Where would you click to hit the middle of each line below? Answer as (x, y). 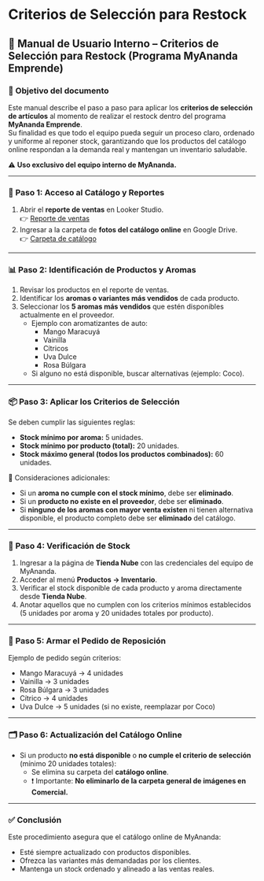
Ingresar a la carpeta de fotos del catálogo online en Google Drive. (128, 230)
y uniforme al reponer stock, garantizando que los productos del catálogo (127, 141)
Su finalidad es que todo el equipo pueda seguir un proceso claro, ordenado (132, 132)
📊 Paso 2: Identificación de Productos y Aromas (102, 270)
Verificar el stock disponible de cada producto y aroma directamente (130, 588)
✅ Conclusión (35, 820)
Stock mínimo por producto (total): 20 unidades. (99, 446)
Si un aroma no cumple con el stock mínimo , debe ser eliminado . (126, 493)
